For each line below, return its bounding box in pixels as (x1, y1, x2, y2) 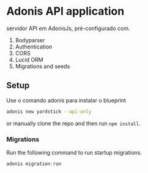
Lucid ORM (15, 56, 44, 63)
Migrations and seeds (15, 63, 70, 70)
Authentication (15, 43, 53, 50)
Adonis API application (6, 4, 125, 18)
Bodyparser (15, 36, 45, 44)
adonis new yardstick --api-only (6, 109, 92, 115)
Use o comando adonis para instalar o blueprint (6, 96, 127, 104)
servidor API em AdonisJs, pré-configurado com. (6, 25, 130, 32)
